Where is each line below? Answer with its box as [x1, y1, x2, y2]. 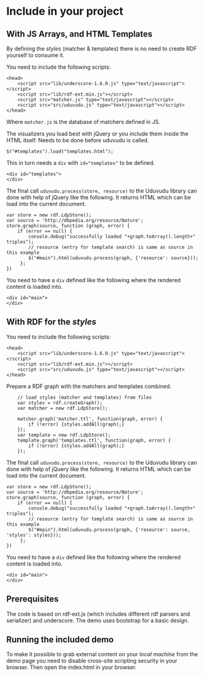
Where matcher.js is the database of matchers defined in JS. [6, 118, 161, 125]
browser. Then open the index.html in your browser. [6, 664, 137, 671]
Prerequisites [6, 594, 59, 605]
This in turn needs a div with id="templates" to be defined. [6, 159, 155, 166]
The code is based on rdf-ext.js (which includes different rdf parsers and [6, 610, 191, 618]
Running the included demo [6, 635, 114, 645]
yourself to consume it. [6, 52, 65, 59]
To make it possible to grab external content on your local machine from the [6, 651, 198, 658]
